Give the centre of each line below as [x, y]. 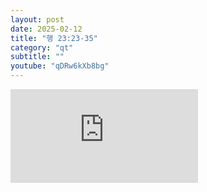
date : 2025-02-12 [46, 29]
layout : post [37, 19]
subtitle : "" [37, 57]
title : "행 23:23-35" [54, 38]
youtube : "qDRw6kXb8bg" [60, 66]
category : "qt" [42, 47]
